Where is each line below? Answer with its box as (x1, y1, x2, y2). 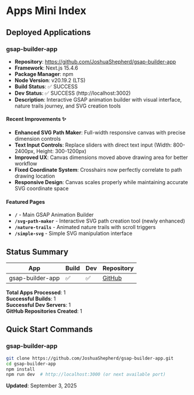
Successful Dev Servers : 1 (6, 302, 71, 309)
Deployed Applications (6, 27, 91, 37)
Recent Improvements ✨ (6, 116, 67, 123)
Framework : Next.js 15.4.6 (14, 64, 78, 71)
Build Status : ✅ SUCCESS (14, 83, 78, 90)
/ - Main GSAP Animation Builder (14, 212, 94, 219)
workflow (14, 160, 37, 167)
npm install (6, 366, 35, 372)
